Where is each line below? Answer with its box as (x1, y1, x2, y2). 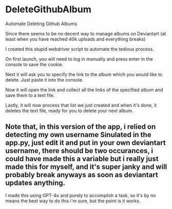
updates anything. (5, 179, 66, 187)
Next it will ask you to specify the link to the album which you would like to (5, 71, 163, 78)
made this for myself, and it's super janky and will (5, 163, 167, 172)
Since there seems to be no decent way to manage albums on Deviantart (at (5, 30, 166, 36)
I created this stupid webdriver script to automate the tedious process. (5, 46, 154, 52)
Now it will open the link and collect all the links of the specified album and (5, 86, 163, 93)
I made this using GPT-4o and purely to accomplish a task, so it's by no (5, 192, 156, 198)
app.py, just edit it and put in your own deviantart (5, 139, 166, 147)
